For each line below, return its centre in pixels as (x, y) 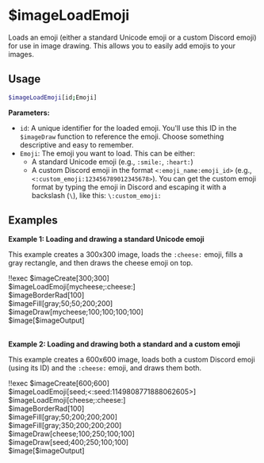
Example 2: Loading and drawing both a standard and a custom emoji (124, 344)
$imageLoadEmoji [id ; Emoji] (53, 98)
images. (21, 54)
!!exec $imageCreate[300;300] (59, 278)
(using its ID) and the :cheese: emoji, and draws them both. (105, 368)
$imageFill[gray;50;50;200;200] (61, 304)
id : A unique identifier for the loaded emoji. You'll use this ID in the (128, 128)
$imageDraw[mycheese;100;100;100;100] (76, 312)
